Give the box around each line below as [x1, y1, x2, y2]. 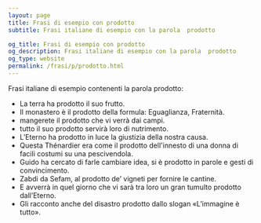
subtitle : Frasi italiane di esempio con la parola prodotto [8, 26, 216, 34]
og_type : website [8, 55, 65, 63]
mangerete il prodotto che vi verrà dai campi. [19, 115, 165, 125]
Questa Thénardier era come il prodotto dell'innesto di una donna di [19, 141, 239, 150]
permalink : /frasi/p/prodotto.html [8, 62, 125, 71]
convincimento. [19, 166, 70, 175]
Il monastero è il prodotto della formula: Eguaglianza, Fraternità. [19, 107, 225, 116]
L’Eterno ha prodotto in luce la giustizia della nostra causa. [19, 132, 209, 141]
